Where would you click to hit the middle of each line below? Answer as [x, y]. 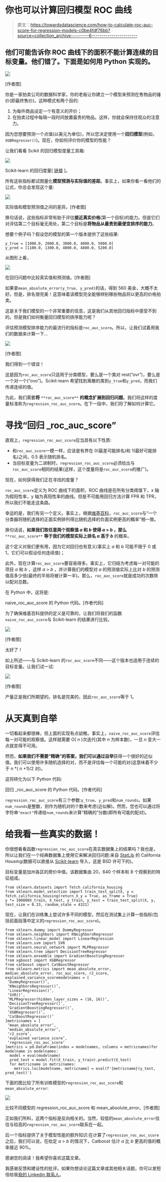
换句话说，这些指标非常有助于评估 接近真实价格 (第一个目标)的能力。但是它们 [83, 217]
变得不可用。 [27, 746]
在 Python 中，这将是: [27, 592]
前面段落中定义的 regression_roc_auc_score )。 [56, 920]
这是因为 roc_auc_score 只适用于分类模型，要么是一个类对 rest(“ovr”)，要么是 [83, 375]
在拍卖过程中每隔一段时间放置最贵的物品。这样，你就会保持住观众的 [82, 117]
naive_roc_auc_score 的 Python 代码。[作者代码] [54, 603]
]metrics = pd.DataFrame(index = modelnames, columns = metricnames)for [82, 1047]
